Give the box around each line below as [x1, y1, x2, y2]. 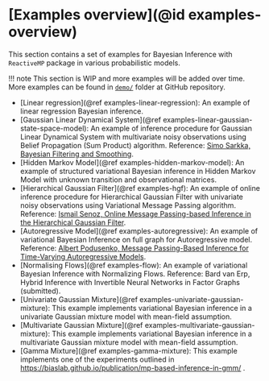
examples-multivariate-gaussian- [144, 320, 255, 329]
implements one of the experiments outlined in [19, 354, 175, 364]
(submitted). [19, 286, 61, 296]
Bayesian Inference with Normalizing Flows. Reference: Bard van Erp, [19, 268, 250, 279]
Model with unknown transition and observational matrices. [19, 175, 217, 184]
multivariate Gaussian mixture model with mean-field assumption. [19, 337, 238, 347]
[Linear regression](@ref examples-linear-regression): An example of [19, 97, 250, 107]
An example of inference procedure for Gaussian [90, 123, 252, 133]
